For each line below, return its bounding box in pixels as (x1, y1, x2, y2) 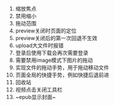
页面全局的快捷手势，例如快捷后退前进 (15, 71, 109, 78)
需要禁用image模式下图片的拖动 (15, 57, 94, 64)
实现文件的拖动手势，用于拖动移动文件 (15, 64, 109, 71)
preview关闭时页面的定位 (15, 27, 76, 34)
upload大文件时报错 (15, 42, 64, 49)
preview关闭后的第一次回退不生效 (15, 35, 97, 41)
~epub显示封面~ (15, 94, 56, 100)
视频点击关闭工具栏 (15, 86, 63, 93)
